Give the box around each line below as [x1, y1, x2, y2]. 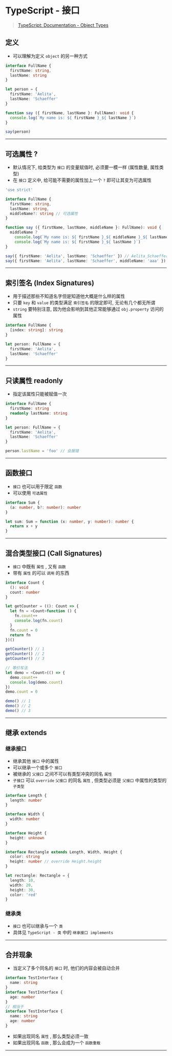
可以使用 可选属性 [12, 490, 48, 496]
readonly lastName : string [10, 410, 68, 416]
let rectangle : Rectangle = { [5, 873, 70, 878]
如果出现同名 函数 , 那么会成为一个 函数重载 [12, 1040, 101, 1046]
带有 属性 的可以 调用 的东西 [12, 569, 70, 576]
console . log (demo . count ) [10, 679, 63, 685]
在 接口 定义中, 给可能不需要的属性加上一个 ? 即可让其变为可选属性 [12, 177, 152, 183]
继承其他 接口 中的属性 [12, 758, 59, 764]
